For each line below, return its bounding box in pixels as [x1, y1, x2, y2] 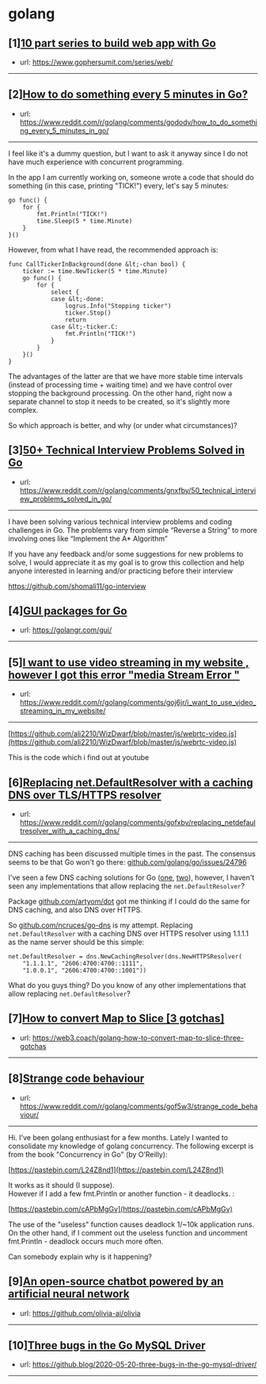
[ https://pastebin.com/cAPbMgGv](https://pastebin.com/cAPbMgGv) [8, 1204, 234, 1213]
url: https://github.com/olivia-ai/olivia [19, 1308, 141, 1318]
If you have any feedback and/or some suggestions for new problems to [8, 549, 244, 558]
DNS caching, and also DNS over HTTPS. [8, 905, 142, 915]
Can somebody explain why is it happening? [8, 1251, 152, 1261]
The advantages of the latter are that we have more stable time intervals [8, 371, 244, 381]
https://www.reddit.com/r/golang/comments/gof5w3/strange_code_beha [19, 1101, 258, 1111]
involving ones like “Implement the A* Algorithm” [8, 534, 168, 543]
